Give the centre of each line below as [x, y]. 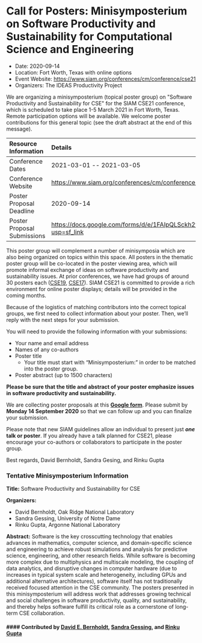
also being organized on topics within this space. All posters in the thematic [100, 257]
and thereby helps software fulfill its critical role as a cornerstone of [90, 607]
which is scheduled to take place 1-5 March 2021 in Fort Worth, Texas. [93, 109]
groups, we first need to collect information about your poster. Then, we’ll [97, 313]
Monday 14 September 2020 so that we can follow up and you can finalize [99, 411]
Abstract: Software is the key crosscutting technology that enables [90, 537]
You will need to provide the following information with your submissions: [97, 331]
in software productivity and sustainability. [61, 393]
